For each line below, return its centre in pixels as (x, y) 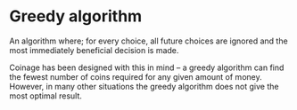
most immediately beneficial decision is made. (94, 50)
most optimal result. (46, 96)
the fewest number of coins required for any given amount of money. (136, 76)
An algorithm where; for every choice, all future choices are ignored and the (148, 41)
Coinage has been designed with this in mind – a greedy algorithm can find (147, 67)
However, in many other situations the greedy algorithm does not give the (144, 86)
